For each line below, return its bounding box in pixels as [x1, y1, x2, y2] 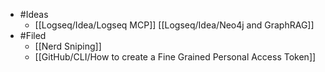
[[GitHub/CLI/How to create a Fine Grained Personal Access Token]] [34, 51, 317, 63]
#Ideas [19, 9, 49, 20]
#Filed [19, 30, 47, 41]
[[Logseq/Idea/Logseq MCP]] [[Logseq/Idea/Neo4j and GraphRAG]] [34, 19, 315, 31]
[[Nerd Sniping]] [34, 40, 102, 52]
